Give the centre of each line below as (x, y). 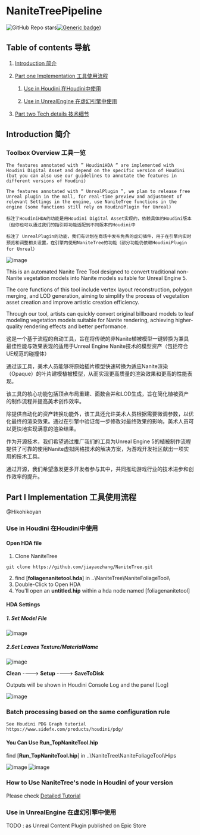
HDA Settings (23, 604)
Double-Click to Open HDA (48, 584)
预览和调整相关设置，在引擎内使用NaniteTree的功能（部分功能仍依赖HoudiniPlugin (97, 243)
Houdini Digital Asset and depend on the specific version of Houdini (96, 171)
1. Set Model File (27, 618)
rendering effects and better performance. (76, 326)
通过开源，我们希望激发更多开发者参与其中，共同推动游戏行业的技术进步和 (97, 469)
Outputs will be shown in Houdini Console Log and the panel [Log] (87, 685)
